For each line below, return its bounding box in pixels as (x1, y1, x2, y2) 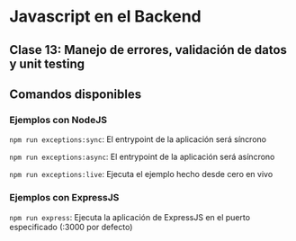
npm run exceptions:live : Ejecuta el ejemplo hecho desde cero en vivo (9, 169, 274, 180)
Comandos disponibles (9, 86, 142, 102)
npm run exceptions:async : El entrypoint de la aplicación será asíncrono (9, 151, 275, 163)
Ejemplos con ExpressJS (9, 192, 120, 204)
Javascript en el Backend (9, 6, 202, 27)
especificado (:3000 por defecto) (9, 221, 133, 232)
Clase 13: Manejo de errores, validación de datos (9, 42, 288, 58)
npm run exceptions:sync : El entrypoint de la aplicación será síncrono (9, 134, 267, 145)
